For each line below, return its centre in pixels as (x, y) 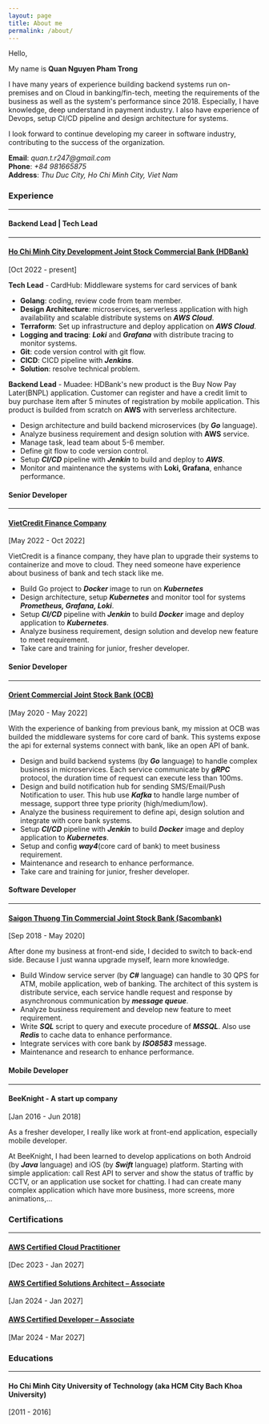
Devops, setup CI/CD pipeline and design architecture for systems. (118, 119)
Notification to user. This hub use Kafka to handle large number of (129, 795)
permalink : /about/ (41, 30)
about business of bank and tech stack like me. (86, 573)
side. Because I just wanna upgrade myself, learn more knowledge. (119, 960)
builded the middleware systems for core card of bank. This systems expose (134, 736)
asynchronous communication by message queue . (104, 1001)
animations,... (30, 1198)
